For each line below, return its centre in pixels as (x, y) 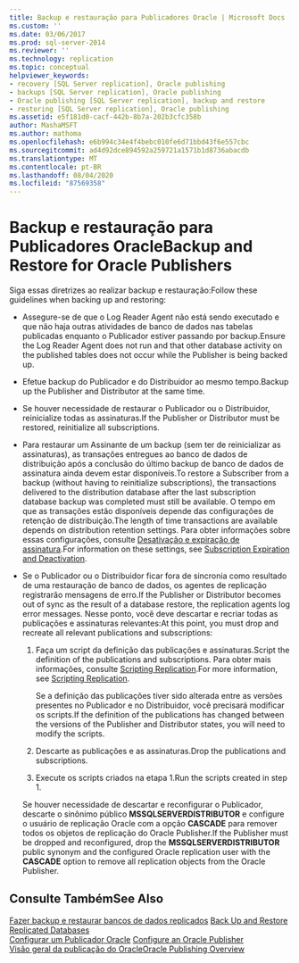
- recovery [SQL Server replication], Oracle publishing (117, 84)
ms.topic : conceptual (50, 68)
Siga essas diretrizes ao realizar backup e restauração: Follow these (133, 290)
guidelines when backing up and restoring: (88, 300)
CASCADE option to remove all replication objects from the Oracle (144, 861)
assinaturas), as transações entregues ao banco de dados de (135, 454)
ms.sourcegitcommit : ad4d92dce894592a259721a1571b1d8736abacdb (129, 150)
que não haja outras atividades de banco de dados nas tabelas (137, 327)
